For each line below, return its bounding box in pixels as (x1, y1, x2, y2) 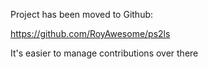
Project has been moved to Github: (10, 9, 154, 20)
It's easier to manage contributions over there (10, 47, 199, 59)
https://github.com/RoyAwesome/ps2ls (10, 28, 171, 39)
